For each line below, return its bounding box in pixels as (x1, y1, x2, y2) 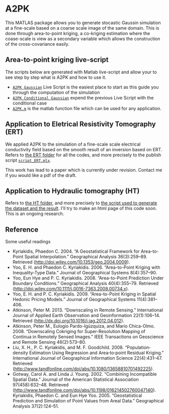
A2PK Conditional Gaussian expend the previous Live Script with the (12, 94, 154, 100)
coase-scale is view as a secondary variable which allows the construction (5, 36, 160, 42)
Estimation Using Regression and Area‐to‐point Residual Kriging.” (29, 350, 164, 356)
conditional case (12, 100, 47, 106)
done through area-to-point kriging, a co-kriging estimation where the (5, 30, 150, 36)
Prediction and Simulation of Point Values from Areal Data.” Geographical (12, 398, 164, 404)
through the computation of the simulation (12, 89, 100, 95)
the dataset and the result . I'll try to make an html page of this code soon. (5, 205, 157, 212)
